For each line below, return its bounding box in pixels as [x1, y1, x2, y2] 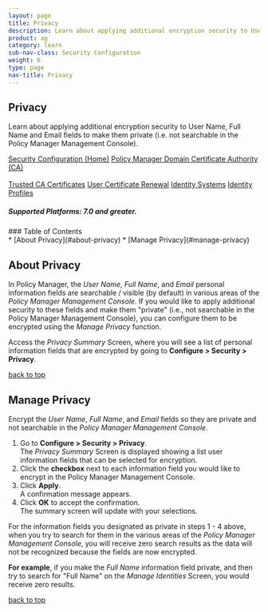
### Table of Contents [8, 227, 82, 236]
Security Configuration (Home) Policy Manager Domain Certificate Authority [8, 154, 258, 164]
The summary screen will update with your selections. [19, 507, 198, 516]
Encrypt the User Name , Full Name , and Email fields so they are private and [8, 415, 257, 424]
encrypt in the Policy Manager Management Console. [19, 472, 195, 482]
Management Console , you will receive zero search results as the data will [8, 538, 253, 548]
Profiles [8, 189, 33, 198]
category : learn [8, 42, 62, 50]
